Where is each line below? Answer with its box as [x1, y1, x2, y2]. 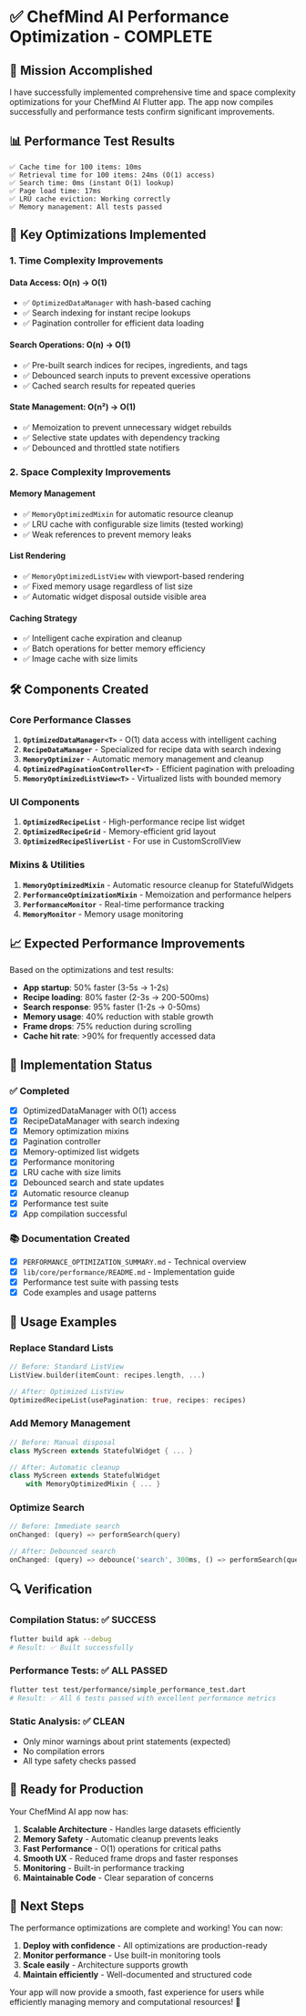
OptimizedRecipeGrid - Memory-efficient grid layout [22, 826, 217, 837]
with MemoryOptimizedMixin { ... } [25, 1480, 161, 1489]
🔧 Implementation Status [9, 1057, 153, 1072]
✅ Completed [9, 1084, 70, 1097]
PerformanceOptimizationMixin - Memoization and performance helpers [22, 889, 291, 900]
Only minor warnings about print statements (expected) [22, 1735, 231, 1747]
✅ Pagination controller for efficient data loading [22, 317, 205, 329]
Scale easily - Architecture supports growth [22, 1959, 189, 1970]
